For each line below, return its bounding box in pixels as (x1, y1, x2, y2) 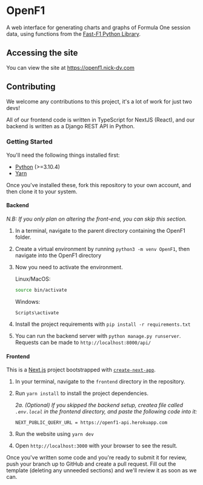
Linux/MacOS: (15, 275, 51, 283)
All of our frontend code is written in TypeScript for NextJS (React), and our (6, 116, 195, 123)
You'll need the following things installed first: (6, 151, 120, 159)
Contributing (6, 81, 56, 92)
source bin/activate (15, 287, 67, 294)
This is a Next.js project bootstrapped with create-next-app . (6, 366, 156, 374)
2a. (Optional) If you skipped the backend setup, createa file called (15, 402, 184, 409)
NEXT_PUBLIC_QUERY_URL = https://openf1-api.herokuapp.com (15, 420, 168, 426)
